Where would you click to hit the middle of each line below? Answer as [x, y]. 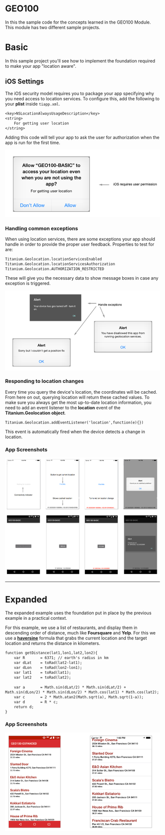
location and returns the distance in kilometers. [53, 643]
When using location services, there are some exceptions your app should [80, 239]
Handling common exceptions [42, 229]
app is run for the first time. [33, 143]
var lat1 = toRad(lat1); [42, 673]
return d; [24, 707]
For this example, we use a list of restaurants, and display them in [71, 628]
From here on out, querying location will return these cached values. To [77, 397]
